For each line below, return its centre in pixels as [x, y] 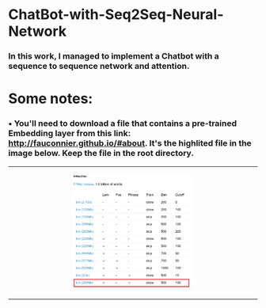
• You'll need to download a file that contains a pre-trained [123, 124]
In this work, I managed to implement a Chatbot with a [114, 56]
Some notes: [51, 99]
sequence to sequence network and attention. [99, 67]
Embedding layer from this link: [70, 134]
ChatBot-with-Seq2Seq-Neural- [116, 15]
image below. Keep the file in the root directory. [101, 154]
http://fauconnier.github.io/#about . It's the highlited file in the [130, 143]
